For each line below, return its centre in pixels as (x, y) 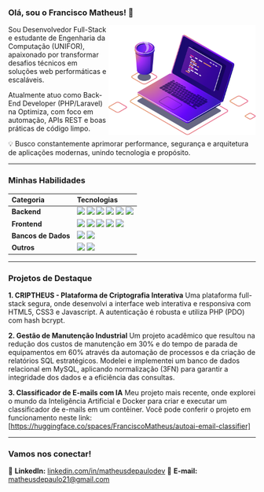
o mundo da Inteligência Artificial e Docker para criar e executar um (118, 401)
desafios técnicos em (43, 63)
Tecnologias (97, 200)
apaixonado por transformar (54, 55)
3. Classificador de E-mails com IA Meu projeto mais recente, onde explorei (132, 392)
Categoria (28, 200)
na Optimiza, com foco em (51, 112)
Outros (23, 248)
